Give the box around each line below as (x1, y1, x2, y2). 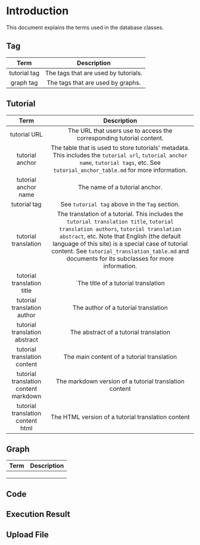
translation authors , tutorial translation (59, 224, 182, 233)
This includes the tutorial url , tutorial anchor (52, 151, 188, 159)
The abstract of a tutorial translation (70, 328, 171, 336)
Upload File (6, 530, 49, 540)
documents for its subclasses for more (66, 254, 174, 262)
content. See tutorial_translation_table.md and (51, 247, 189, 255)
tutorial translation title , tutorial (66, 217, 174, 225)
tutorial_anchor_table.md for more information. (53, 165, 187, 174)
